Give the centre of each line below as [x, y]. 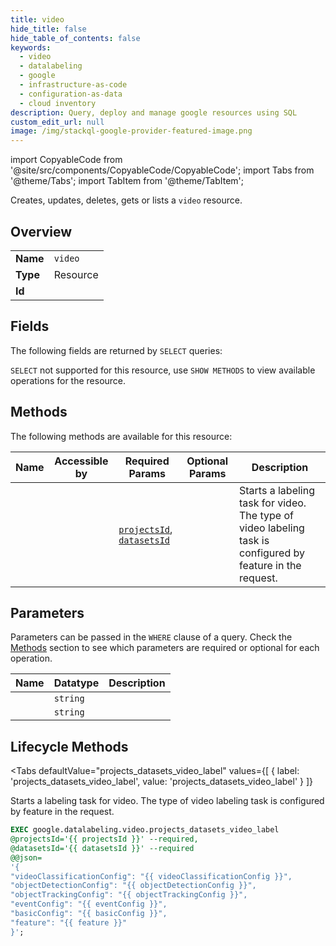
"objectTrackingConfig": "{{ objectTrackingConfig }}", [129, 895]
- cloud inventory [58, 103]
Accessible [81, 461]
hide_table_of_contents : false [75, 38]
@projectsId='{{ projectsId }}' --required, [104, 839]
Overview [41, 231]
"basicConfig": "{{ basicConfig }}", [89, 914]
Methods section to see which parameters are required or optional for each [165, 648]
